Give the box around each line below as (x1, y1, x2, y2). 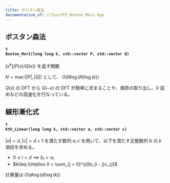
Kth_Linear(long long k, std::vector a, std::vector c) (5, 127, 127, 132)
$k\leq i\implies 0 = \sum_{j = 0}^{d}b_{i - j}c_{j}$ (12, 161, 118, 167)
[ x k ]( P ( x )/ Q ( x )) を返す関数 (5, 62, 60, 69)
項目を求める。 (5, 144, 37, 150)
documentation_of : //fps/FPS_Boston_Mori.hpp (5, 12, 104, 17)
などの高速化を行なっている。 (9, 91, 73, 97)
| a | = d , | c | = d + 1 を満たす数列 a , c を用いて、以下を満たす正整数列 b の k (5, 138, 162, 144)
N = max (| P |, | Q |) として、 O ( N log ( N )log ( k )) (5, 74, 99, 80)
